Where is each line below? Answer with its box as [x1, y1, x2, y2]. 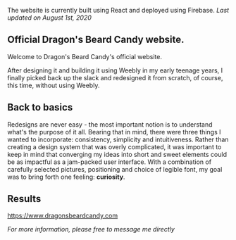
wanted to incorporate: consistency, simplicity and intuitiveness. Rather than [7, 135, 229, 144]
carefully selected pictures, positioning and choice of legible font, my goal [7, 165, 223, 173]
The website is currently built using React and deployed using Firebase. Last [7, 6, 230, 14]
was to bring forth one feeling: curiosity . [7, 172, 125, 181]
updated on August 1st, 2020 [7, 13, 92, 22]
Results [7, 193, 42, 205]
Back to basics [7, 101, 73, 113]
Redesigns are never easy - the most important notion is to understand [7, 120, 213, 129]
